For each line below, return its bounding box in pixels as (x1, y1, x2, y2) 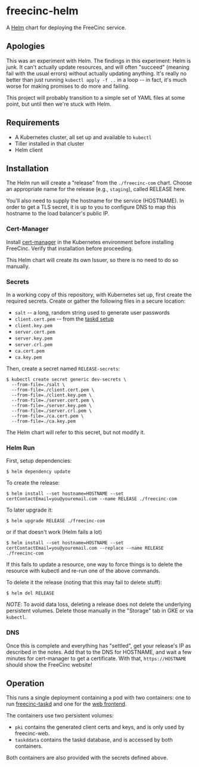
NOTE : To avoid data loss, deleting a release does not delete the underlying (6, 601, 192, 608)
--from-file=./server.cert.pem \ (11, 397, 95, 403)
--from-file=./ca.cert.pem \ (11, 413, 84, 419)
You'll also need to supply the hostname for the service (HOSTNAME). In (6, 197, 185, 204)
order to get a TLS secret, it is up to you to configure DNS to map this (6, 204, 176, 211)
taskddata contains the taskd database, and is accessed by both (14, 736, 173, 744)
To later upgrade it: (6, 506, 53, 514)
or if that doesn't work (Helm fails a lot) (6, 528, 102, 535)
